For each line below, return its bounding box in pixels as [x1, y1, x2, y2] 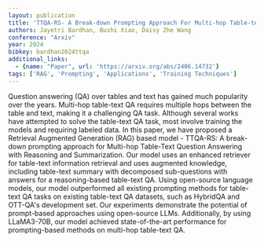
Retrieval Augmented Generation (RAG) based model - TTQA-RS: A [8, 133, 225, 142]
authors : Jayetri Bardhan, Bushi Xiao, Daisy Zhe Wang [8, 26, 192, 34]
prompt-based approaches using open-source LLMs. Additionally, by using [8, 208, 251, 218]
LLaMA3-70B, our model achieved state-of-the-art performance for [8, 217, 227, 226]
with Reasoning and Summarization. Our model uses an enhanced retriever [8, 150, 251, 159]
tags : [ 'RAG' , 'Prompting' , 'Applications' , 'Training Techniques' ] [8, 70, 237, 78]
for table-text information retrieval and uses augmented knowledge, [8, 158, 228, 167]
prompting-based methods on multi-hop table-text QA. [8, 225, 186, 234]
